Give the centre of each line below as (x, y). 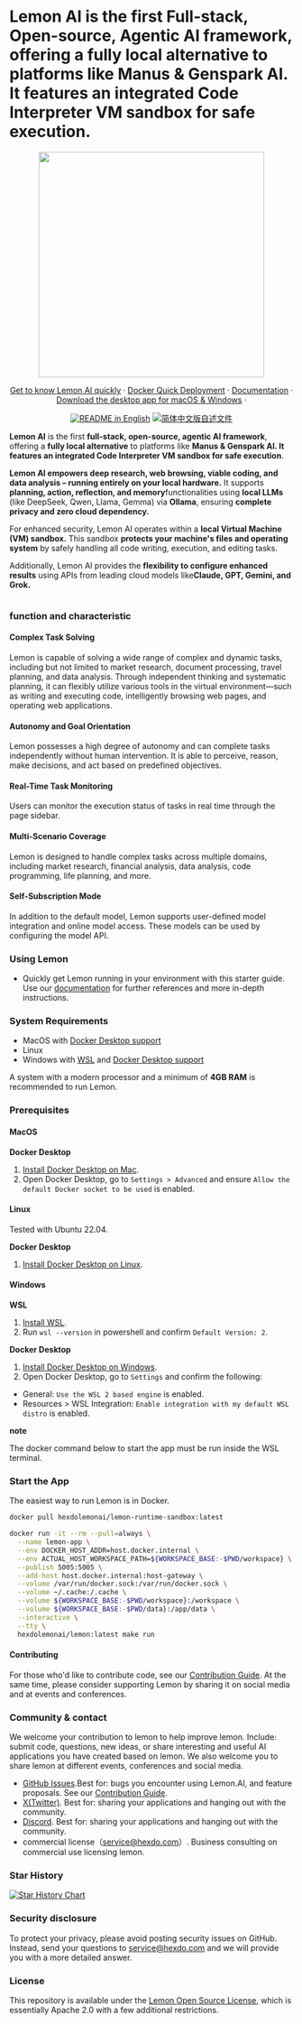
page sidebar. (35, 816)
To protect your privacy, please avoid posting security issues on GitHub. (143, 1938)
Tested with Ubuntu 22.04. (59, 1229)
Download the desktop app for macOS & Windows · (151, 400)
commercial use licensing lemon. (83, 1853)
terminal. (26, 1458)
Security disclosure (53, 1918)
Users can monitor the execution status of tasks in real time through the (142, 806)
